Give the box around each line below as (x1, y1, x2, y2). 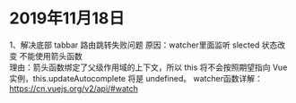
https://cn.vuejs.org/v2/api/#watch (9, 82, 139, 94)
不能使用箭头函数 (19, 50, 83, 61)
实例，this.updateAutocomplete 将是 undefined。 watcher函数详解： (9, 73, 263, 83)
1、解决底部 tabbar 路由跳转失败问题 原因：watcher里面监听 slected (9, 39, 260, 50)
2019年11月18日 (9, 8, 126, 29)
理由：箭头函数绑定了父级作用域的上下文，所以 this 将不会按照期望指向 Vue (9, 62, 288, 73)
